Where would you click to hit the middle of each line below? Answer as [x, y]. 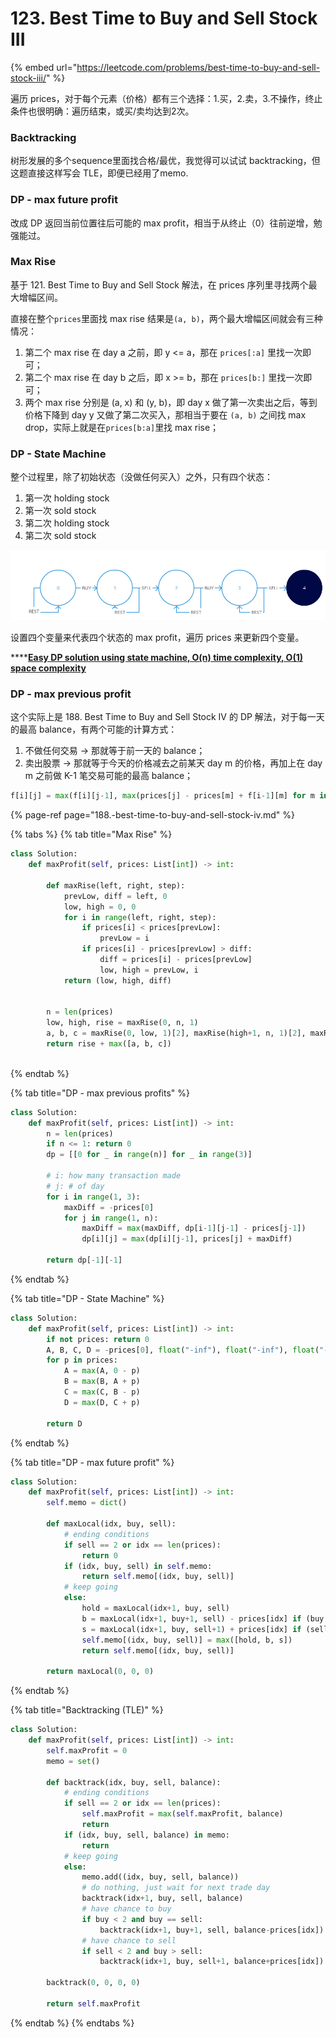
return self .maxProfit [93, 2003]
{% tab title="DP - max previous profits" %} [100, 1093]
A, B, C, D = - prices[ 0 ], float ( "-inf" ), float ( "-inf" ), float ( [183, 1350]
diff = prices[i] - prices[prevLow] [176, 960]
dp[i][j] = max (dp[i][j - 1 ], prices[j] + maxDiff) [187, 1239]
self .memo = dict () [87, 1503]
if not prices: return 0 [98, 1339]
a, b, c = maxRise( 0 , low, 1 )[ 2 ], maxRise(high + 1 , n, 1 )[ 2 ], [176, 1033]
